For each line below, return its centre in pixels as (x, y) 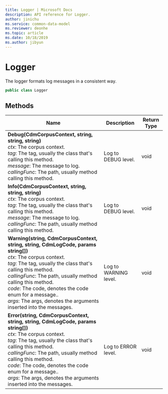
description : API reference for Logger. (48, 15)
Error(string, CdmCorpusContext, (48, 315)
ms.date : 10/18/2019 (27, 38)
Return (151, 120)
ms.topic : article (24, 33)
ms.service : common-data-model (38, 24)
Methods (19, 106)
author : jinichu (22, 19)
